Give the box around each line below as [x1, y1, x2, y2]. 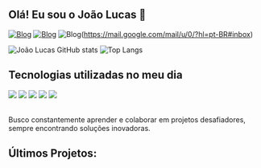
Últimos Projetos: [8, 146, 97, 161]
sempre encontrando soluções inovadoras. [8, 123, 151, 133]
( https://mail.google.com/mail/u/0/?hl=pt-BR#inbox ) [81, 29, 254, 39]
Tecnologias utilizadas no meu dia [8, 68, 183, 82]
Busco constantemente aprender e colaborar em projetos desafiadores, [8, 114, 246, 125]
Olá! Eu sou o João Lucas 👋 [8, 8, 147, 22]
